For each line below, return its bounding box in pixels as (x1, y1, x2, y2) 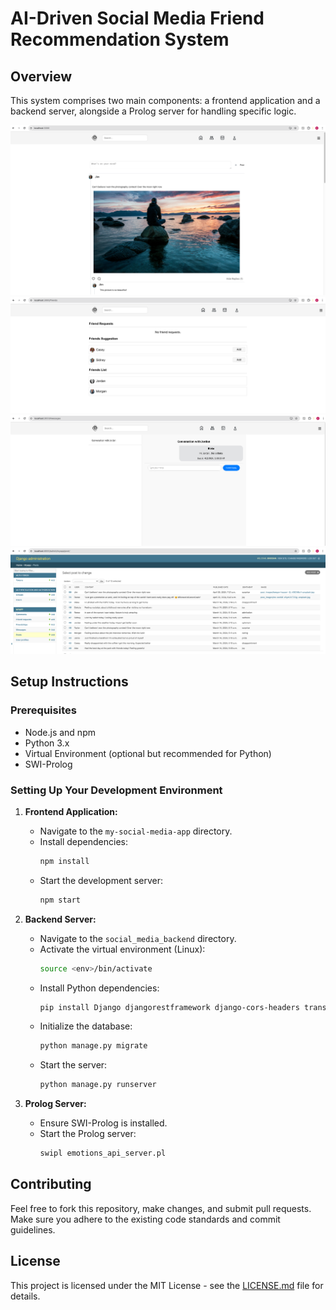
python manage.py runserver (39, 1080, 157, 1090)
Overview (10, 68, 73, 85)
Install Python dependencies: (39, 982, 160, 994)
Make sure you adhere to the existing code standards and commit (10, 1213, 281, 1225)
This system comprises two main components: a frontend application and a (10, 95, 321, 106)
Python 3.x (24, 737, 70, 749)
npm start (39, 895, 82, 905)
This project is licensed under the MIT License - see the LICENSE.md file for (10, 1279, 324, 1291)
